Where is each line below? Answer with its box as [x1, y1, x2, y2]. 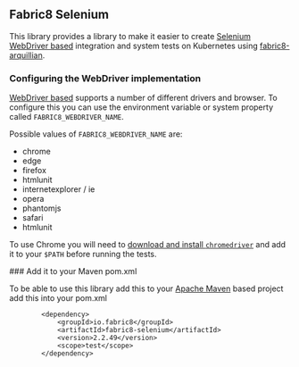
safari [21, 213, 44, 223]
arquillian [9, 49, 43, 61]
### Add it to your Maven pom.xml [9, 266, 137, 277]
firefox [21, 165, 47, 176]
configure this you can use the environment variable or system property [9, 102, 274, 113]
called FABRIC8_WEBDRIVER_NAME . [9, 112, 124, 122]
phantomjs [21, 203, 62, 213]
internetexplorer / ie [21, 184, 96, 195]
